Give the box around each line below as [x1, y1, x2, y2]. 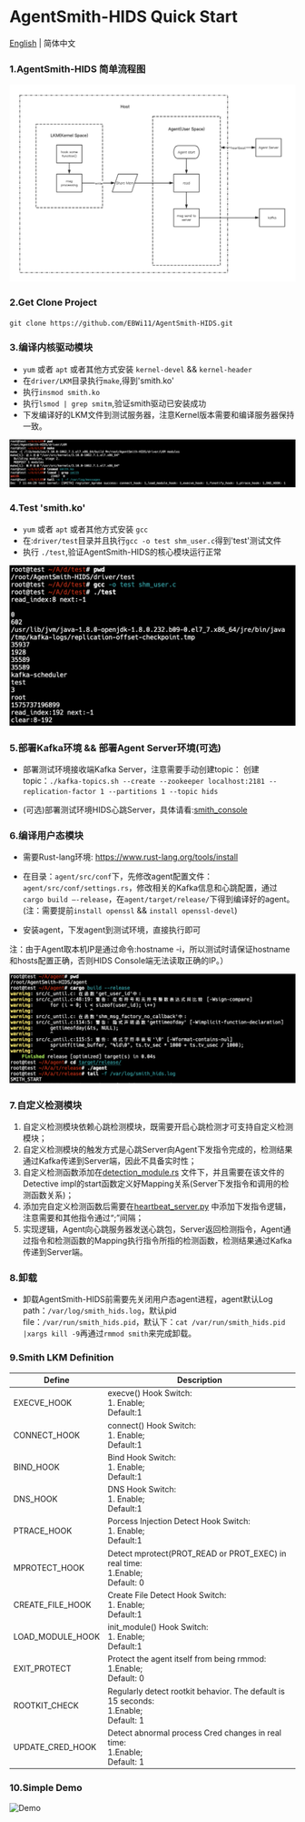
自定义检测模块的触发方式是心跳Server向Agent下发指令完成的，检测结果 [22, 1145, 293, 1155]
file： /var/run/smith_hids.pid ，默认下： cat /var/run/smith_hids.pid [22, 1317, 286, 1328]
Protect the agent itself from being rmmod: [107, 1654, 267, 1664]
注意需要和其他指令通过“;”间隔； [22, 1213, 144, 1224]
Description [176, 1375, 222, 1386]
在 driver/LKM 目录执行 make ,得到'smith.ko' [22, 375, 174, 386]
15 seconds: [107, 1695, 154, 1706]
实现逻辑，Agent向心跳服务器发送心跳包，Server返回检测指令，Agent [22, 1224, 283, 1235]
